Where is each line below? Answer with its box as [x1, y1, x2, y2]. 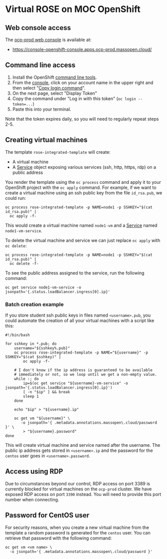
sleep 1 [23, 394, 39, 399]
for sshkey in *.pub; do [5, 341, 57, 346]
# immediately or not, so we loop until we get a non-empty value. [14, 372, 157, 377]
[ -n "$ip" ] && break [23, 389, 70, 394]
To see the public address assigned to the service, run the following [5, 269, 145, 276]
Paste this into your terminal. [12, 106, 71, 112]
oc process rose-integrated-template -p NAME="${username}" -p [14, 350, 149, 355]
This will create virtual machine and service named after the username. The [5, 442, 161, 448]
